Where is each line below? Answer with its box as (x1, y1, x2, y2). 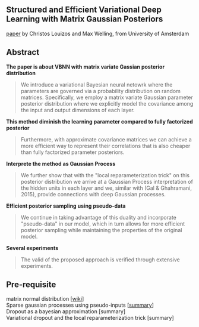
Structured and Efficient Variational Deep (6, 5, 162, 15)
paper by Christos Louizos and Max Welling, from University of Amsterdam (6, 30, 189, 37)
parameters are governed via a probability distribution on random (20, 87, 181, 94)
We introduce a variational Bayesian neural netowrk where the (20, 81, 173, 88)
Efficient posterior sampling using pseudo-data (6, 202, 126, 209)
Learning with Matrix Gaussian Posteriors (6, 14, 163, 24)
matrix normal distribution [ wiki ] (6, 295, 84, 303)
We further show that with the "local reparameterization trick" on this (20, 171, 190, 178)
